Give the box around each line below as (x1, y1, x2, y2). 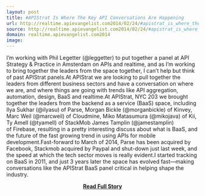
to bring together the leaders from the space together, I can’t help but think (6, 67, 195, 74)
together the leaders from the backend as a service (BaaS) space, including (6, 100, 196, 107)
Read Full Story (82, 183, 123, 190)
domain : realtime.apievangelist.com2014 (6, 32, 111, 38)
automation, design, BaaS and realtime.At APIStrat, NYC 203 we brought (6, 93, 188, 100)
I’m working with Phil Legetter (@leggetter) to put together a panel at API (6, 54, 189, 61)
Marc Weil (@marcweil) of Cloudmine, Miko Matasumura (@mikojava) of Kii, (6, 112, 197, 120)
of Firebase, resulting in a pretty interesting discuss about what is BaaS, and (6, 126, 198, 132)
